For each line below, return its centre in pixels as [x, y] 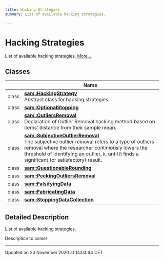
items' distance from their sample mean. [70, 128]
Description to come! [26, 238]
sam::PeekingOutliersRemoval [60, 176]
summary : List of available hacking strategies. [55, 14]
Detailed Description [37, 217]
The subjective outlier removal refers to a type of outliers [89, 142]
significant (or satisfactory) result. [63, 160]
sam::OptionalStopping [51, 108]
